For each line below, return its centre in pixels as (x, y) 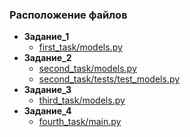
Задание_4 (47, 111)
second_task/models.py (87, 69)
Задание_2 (47, 58)
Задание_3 (47, 90)
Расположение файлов (68, 15)
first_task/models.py (80, 47)
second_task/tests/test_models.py (109, 79)
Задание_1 (46, 37)
